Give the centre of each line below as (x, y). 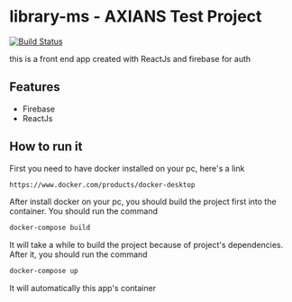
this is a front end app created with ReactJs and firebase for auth (130, 58)
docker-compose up (44, 271)
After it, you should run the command (78, 254)
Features (35, 87)
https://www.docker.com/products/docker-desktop (102, 185)
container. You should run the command (83, 211)
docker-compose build (50, 228)
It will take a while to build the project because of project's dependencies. (146, 245)
